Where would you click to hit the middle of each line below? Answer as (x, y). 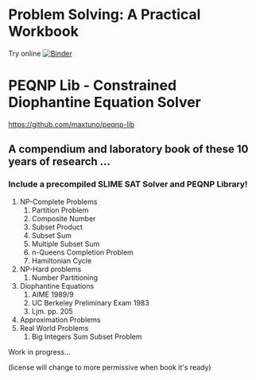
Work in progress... (39, 351)
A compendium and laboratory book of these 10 (128, 150)
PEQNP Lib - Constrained (93, 86)
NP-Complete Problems (58, 202)
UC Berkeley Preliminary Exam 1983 (90, 302)
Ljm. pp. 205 (52, 311)
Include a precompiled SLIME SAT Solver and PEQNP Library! (128, 184)
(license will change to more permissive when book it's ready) (110, 367)
